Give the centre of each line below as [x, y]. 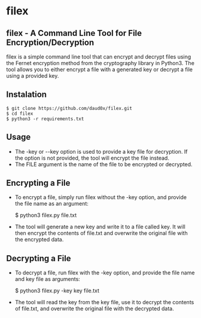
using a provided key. [33, 76]
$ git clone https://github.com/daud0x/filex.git [69, 108]
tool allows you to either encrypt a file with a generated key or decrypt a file [100, 69]
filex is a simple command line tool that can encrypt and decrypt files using [99, 57]
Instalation [26, 95]
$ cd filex [20, 114]
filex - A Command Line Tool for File [74, 33]
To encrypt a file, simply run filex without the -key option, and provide [101, 197]
